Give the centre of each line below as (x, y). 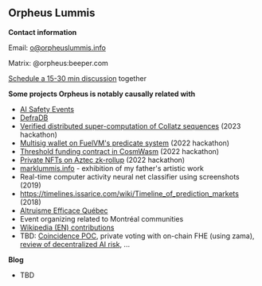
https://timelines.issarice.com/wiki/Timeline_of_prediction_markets (129, 193)
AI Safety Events (47, 109)
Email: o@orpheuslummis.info (57, 48)
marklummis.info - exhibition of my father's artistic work (112, 168)
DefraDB (34, 118)
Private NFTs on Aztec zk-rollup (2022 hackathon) (102, 160)
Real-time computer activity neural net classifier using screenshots (130, 176)
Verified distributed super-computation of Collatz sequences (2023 (130, 126)
